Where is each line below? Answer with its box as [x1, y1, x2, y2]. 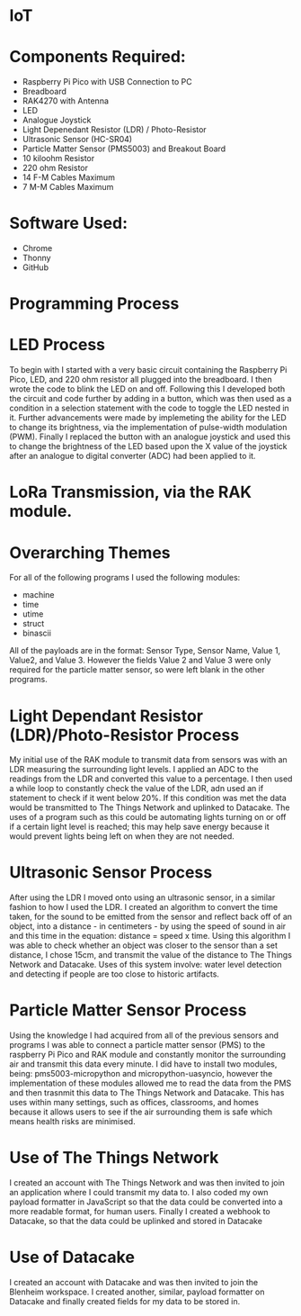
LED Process [9, 335, 106, 356]
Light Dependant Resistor [9, 706, 204, 726]
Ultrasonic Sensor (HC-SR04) [22, 134, 133, 145]
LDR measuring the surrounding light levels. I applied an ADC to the [9, 764, 259, 775]
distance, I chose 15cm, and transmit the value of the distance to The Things [9, 950, 292, 960]
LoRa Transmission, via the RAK [9, 482, 252, 502]
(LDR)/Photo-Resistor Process [9, 725, 240, 745]
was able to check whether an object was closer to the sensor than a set [9, 940, 279, 951]
